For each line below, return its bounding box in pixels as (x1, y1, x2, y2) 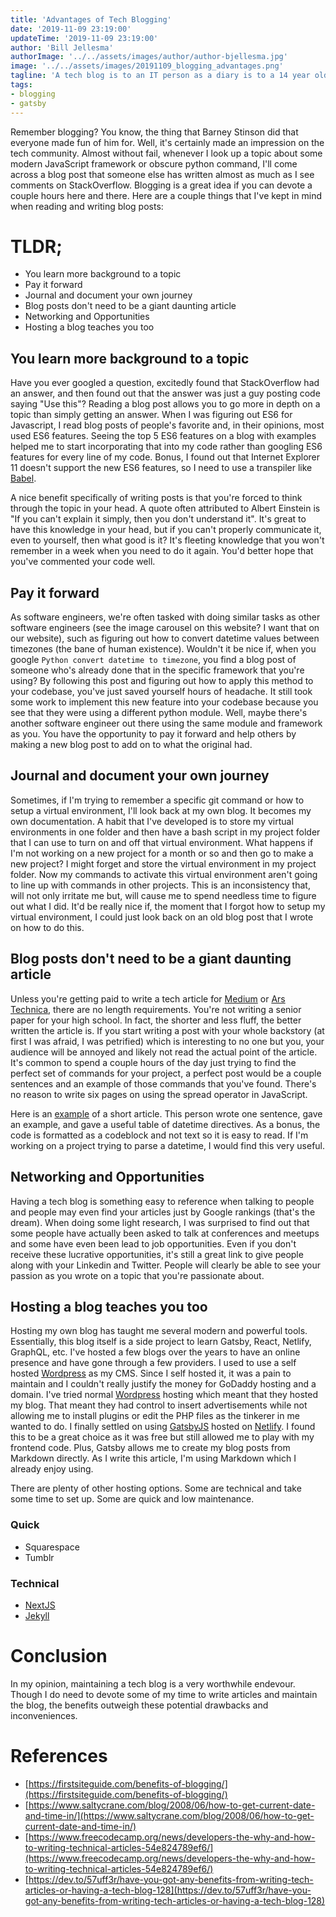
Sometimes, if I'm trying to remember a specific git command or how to (10, 794, 305, 806)
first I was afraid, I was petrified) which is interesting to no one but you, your (10, 1035, 325, 1047)
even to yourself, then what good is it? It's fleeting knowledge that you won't (10, 534, 325, 546)
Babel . (10, 472, 37, 485)
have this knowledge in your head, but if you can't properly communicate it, (10, 524, 322, 536)
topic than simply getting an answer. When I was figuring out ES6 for (10, 409, 293, 421)
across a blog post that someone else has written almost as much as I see (10, 168, 315, 180)
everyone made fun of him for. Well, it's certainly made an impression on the (10, 136, 325, 148)
